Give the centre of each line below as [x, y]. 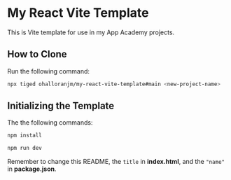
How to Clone [37, 54]
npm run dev [24, 148]
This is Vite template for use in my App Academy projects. [91, 32]
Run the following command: [48, 71]
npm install [24, 136]
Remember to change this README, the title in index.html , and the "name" [116, 162]
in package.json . [32, 169]
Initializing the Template [61, 106]
